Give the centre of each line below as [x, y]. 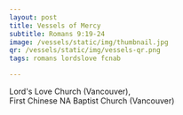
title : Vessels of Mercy [55, 26]
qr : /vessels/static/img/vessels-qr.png [85, 50]
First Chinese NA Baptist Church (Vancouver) [92, 101]
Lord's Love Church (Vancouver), [70, 91]
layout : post [33, 17]
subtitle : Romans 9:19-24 [57, 34]
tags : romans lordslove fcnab [65, 58]
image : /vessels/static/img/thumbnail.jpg [89, 42]
